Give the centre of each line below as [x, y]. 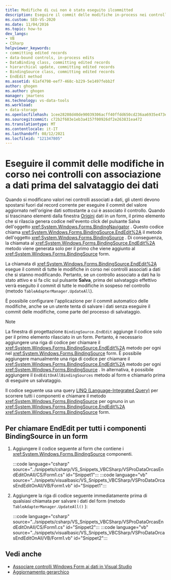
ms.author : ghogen [25, 91]
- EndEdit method [24, 77]
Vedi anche [24, 554]
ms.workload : [19, 105]
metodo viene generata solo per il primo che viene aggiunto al [70, 249]
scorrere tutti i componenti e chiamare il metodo [56, 396]
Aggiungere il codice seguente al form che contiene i [68, 449]
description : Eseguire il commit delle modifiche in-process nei [76, 15]
